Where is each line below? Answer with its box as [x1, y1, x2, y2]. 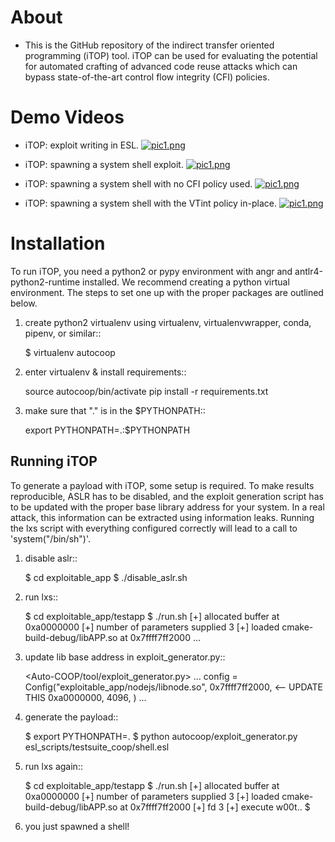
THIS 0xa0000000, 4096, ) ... [24, 691, 147, 703]
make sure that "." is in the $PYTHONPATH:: [24, 404, 206, 416]
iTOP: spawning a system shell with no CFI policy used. [24, 177, 253, 190]
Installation [10, 232, 106, 255]
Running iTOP [10, 453, 98, 470]
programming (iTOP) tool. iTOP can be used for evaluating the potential [24, 49, 318, 61]
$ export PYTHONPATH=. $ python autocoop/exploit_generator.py [24, 730, 298, 742]
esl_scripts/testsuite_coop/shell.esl [24, 741, 170, 753]
